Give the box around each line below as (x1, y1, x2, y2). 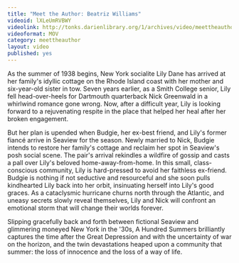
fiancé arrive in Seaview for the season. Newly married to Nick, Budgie (7, 135, 215, 144)
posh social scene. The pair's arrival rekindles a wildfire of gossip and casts (7, 150, 230, 160)
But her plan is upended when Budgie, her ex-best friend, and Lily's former (7, 128, 228, 137)
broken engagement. (7, 114, 69, 123)
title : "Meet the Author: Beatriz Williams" (7, 10, 142, 18)
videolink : (7, 23, 40, 30)
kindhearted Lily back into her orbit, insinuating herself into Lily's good (7, 181, 215, 189)
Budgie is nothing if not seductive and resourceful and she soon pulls (7, 173, 211, 181)
